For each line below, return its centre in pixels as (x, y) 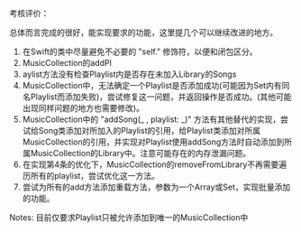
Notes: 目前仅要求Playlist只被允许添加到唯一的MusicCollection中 (129, 218)
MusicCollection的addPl (67, 63)
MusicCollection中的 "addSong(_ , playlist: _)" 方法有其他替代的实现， (151, 119)
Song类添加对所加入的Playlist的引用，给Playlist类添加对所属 (150, 130)
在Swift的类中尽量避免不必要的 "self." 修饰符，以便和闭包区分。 (140, 51)
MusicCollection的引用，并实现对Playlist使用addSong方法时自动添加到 (153, 142)
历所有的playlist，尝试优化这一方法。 (91, 176)
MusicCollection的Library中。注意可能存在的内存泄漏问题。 (141, 153)
